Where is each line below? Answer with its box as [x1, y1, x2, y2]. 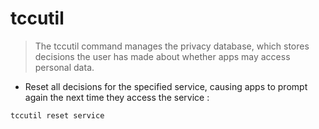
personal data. [34, 61, 95, 73]
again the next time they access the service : [24, 91, 210, 103]
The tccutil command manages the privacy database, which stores [34, 40, 310, 52]
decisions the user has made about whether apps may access [34, 50, 291, 62]
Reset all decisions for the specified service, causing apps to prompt [24, 80, 308, 92]
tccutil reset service [10, 110, 105, 121]
